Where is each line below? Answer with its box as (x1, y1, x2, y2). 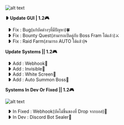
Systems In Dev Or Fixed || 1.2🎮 (5, 87, 74, 92)
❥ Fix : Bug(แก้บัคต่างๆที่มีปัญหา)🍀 (7, 27, 70, 33)
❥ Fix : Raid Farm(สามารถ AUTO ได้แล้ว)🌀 (7, 38, 88, 44)
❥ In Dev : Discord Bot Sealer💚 (7, 114, 72, 120)
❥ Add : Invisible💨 (7, 66, 46, 72)
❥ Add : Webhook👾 (7, 60, 48, 66)
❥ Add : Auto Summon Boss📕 (7, 77, 69, 82)
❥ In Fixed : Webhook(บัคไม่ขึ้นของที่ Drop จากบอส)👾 (7, 108, 108, 114)
